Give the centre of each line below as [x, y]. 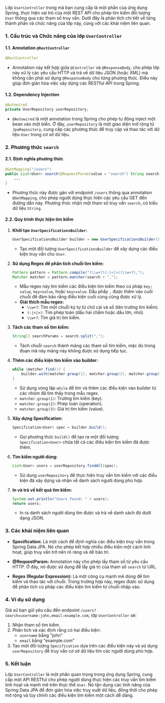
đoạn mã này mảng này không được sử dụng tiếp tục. [73, 351]
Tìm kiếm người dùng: [35, 457]
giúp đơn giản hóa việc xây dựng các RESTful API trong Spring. [76, 83]
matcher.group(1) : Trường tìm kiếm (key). [61, 398]
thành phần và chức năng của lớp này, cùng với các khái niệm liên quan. [78, 23]
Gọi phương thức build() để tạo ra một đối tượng [69, 437]
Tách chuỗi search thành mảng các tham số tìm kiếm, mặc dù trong [87, 346]
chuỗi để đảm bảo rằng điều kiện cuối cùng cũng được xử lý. [81, 297]
